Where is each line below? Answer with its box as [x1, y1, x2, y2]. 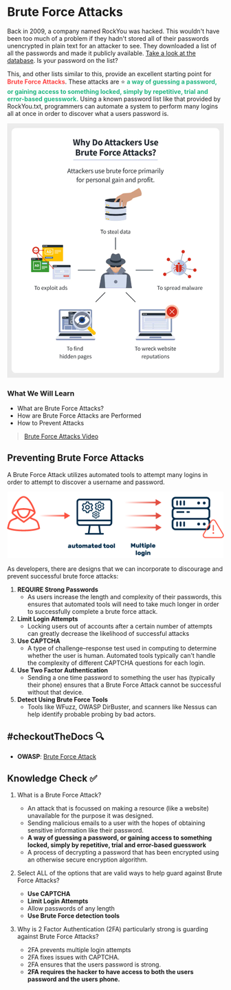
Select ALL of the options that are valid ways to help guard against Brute [16, 869, 222, 877]
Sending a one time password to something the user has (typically [27, 673, 215, 681]
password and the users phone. [27, 975, 120, 984]
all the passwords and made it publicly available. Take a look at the [7, 49, 196, 57]
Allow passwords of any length [27, 904, 115, 913]
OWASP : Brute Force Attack [16, 753, 96, 761]
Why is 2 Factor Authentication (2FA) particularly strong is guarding [16, 925, 208, 933]
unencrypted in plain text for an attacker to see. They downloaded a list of [7, 41, 217, 50]
